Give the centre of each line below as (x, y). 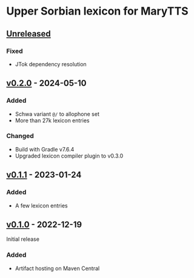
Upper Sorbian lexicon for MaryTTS (98, 11)
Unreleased (29, 34)
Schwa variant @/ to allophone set (57, 114)
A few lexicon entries (41, 206)
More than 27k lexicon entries (52, 120)
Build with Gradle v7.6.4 (45, 149)
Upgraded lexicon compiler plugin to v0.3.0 (69, 156)
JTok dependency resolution (51, 64)
